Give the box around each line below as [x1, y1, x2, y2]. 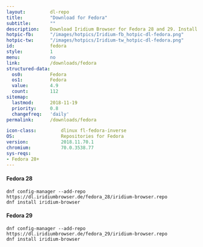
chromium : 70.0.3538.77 [6, 145, 94, 151]
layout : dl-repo [6, 9, 69, 15]
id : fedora [6, 43, 67, 49]
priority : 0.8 [12, 105, 59, 112]
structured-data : [6, 65, 51, 72]
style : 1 [6, 49, 53, 55]
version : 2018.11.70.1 [6, 139, 94, 145]
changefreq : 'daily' [12, 111, 69, 117]
